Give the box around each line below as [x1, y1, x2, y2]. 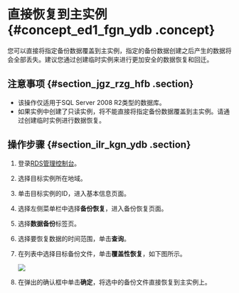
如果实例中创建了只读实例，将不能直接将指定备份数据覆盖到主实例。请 [17, 107, 224, 116]
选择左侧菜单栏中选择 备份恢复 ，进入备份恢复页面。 [17, 204, 168, 213]
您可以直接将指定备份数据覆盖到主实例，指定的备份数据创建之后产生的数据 [7, 46, 225, 55]
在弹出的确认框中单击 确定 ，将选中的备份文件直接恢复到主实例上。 [17, 277, 211, 286]
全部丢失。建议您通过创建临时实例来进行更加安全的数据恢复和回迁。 [13, 55, 213, 64]
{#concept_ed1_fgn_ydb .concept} [7, 22, 216, 38]
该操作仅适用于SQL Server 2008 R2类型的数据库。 [17, 98, 166, 106]
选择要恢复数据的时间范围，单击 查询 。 [17, 234, 130, 243]
